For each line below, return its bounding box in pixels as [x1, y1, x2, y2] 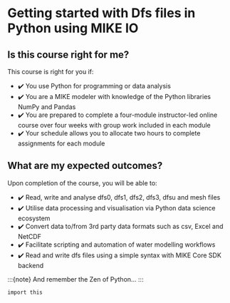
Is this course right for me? [7, 48, 130, 61]
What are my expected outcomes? [7, 160, 163, 172]
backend [17, 261, 44, 269]
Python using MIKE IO [7, 20, 139, 36]
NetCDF [17, 232, 41, 240]
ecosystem [17, 214, 51, 222]
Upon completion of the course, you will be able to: [7, 178, 158, 187]
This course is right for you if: [7, 68, 94, 76]
